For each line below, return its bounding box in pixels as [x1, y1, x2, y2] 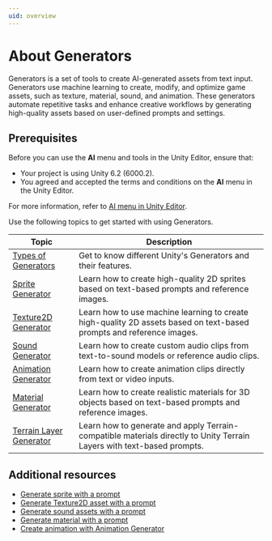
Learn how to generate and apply [78, 420, 205, 432]
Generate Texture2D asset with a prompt [19, 498, 156, 508]
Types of [12, 250, 46, 262]
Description [146, 236, 193, 248]
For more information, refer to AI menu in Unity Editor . [8, 202, 188, 211]
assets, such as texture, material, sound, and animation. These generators [8, 91, 256, 100]
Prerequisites [8, 131, 78, 145]
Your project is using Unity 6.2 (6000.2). [19, 168, 155, 178]
